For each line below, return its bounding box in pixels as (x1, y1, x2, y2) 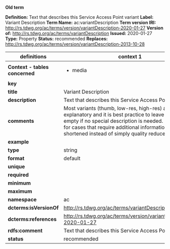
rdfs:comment (8, 227, 43, 234)
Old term (5, 5, 24, 10)
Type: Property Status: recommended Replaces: (5, 35, 108, 42)
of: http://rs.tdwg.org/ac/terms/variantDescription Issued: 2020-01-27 (5, 30, 153, 36)
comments (8, 118, 34, 124)
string (63, 147, 77, 154)
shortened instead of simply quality (63, 130, 148, 137)
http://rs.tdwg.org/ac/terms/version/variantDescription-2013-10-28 (5, 41, 145, 47)
